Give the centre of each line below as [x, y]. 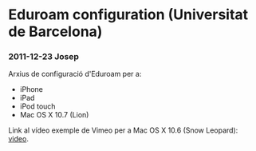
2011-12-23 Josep [44, 57]
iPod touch [37, 106]
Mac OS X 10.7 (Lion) [54, 115]
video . [19, 139]
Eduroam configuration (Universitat [128, 15]
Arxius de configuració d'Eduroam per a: [75, 74]
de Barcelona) [55, 32]
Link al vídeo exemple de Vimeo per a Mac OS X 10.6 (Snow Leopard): [123, 130]
